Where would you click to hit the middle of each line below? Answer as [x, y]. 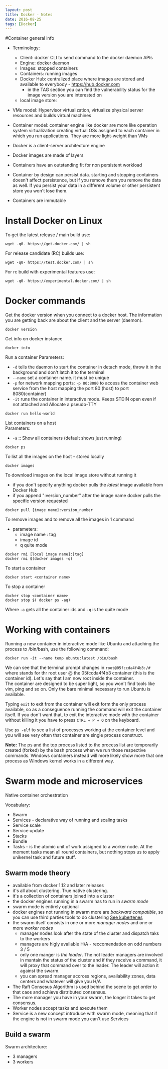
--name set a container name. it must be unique [61, 378]
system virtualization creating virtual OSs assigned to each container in [86, 131]
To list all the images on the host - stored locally [55, 457]
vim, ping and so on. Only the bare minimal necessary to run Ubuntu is [78, 689]
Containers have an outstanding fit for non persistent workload [77, 165]
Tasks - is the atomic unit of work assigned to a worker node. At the [82, 847]
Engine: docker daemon [44, 63]
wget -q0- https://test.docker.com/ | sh [49, 263]
